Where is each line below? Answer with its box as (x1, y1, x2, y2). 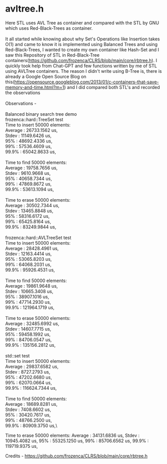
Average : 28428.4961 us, (5, 245, 59, 251)
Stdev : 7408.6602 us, (5, 406, 51, 412)
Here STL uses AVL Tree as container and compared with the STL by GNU (5, 20, 159, 26)
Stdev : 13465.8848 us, (5, 208, 54, 214)
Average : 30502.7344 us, (5, 202, 60, 208)
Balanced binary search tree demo (5, 111, 77, 117)
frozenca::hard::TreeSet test (5, 116, 64, 122)
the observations (5, 89, 40, 96)
